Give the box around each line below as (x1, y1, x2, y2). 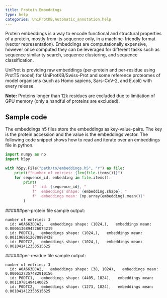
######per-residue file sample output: (5, 252, 87, 258)
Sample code (5, 113, 47, 121)
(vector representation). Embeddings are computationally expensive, (5, 41, 147, 47)
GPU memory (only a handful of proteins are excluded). (5, 98, 120, 104)
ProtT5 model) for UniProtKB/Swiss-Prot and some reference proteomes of (5, 72, 161, 79)
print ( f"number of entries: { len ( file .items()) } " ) (14, 170, 123, 175)
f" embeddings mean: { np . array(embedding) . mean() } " (32, 194, 145, 199)
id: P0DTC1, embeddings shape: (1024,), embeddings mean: (10, 230, 143, 236)
